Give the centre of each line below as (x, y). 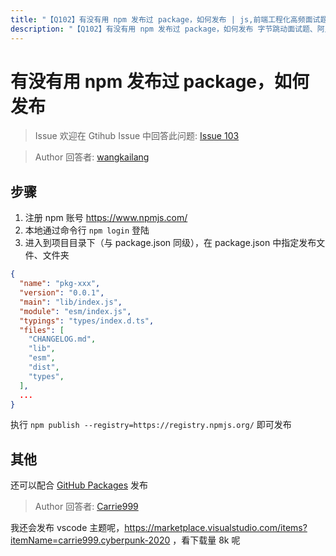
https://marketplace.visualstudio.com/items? (216, 528)
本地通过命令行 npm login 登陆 (87, 230)
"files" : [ (42, 330)
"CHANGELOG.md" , (62, 339)
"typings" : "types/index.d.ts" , (87, 321)
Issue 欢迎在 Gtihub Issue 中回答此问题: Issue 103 (137, 136)
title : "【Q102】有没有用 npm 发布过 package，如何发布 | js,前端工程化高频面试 (165, 19)
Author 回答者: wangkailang (92, 157)
